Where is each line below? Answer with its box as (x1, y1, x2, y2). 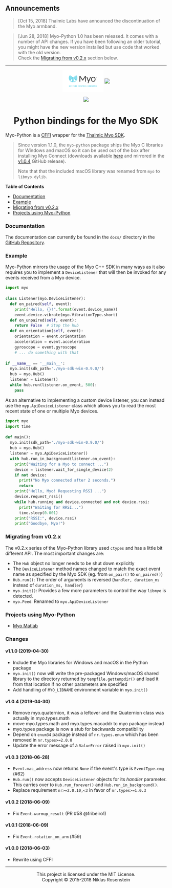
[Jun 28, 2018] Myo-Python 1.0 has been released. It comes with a (17, 33, 158, 39)
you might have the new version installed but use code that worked (17, 44, 160, 50)
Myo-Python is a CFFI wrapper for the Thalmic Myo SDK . (5, 132, 125, 138)
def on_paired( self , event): (10, 301, 72, 307)
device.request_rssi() (14, 494, 63, 500)
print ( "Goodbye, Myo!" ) (14, 521, 66, 526)
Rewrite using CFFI (12, 857, 53, 863)
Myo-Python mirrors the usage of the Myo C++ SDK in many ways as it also (5, 264, 165, 270)
